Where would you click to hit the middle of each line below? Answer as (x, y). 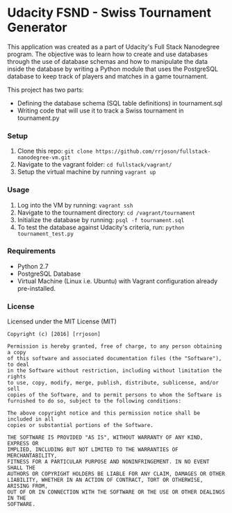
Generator (37, 27)
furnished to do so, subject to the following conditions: (94, 401)
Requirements (32, 251)
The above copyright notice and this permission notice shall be (103, 413)
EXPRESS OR (23, 444)
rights (17, 377)
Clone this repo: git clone (55, 151)
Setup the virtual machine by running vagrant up (86, 172)
